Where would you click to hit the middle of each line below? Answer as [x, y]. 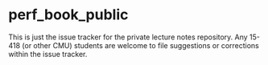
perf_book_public [68, 15]
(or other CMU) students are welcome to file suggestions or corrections [141, 45]
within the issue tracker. [48, 54]
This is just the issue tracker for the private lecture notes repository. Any [128, 37]
